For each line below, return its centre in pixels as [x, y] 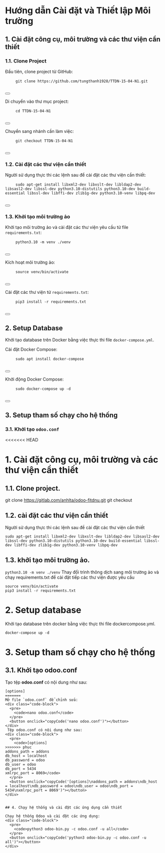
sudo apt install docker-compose [50, 359]
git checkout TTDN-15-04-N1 [44, 141]
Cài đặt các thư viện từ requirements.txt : [47, 292]
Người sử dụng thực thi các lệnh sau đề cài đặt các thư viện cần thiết [75, 527]
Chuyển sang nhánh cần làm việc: [39, 131]
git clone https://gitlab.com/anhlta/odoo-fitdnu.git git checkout [69, 500]
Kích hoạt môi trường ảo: [30, 262]
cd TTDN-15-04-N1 [33, 111]
